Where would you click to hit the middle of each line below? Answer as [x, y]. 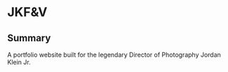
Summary [29, 38]
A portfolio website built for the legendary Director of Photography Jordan [114, 55]
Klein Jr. [19, 62]
